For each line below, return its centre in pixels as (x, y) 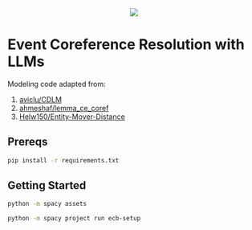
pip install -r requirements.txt (63, 160)
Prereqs (28, 142)
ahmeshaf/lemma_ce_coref (64, 108)
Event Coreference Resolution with (126, 45)
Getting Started (47, 185)
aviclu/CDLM (40, 99)
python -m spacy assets (47, 204)
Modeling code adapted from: (57, 84)
